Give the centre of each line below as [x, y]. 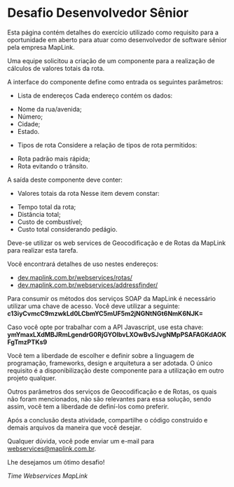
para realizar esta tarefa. [43, 250]
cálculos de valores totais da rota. [56, 68]
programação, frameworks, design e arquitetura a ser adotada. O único [110, 363]
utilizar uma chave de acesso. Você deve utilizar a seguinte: [94, 306]
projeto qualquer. [32, 378]
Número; [30, 116]
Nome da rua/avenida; [49, 109]
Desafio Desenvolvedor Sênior [98, 13]
